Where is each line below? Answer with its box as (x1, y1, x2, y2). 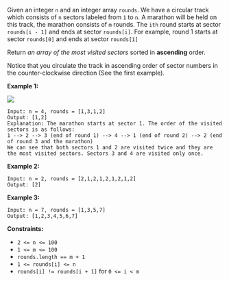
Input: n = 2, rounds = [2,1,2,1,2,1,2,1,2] (7, 175, 136, 182)
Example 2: (7, 162, 40, 170)
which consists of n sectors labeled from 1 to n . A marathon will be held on (7, 13, 217, 21)
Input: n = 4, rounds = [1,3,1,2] (7, 108, 106, 115)
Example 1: (7, 82, 39, 90)
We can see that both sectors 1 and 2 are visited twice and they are (7, 144, 213, 151)
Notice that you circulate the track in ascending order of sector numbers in (7, 62, 218, 69)
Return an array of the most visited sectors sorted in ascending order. (7, 48, 206, 56)
